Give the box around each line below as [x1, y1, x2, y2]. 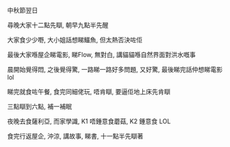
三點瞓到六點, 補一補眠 [7, 102, 72, 110]
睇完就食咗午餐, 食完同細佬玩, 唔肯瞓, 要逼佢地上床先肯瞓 [7, 88, 171, 95]
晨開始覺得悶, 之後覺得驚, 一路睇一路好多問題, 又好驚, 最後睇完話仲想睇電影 [7, 65, 223, 73]
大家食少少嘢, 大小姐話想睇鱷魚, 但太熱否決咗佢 [7, 36, 143, 44]
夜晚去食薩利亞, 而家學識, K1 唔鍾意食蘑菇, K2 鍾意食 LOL [7, 117, 171, 125]
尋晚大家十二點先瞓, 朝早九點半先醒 [7, 21, 109, 29]
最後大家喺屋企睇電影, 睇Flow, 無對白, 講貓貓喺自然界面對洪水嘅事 [7, 51, 197, 59]
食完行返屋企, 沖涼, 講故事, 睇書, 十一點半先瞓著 [7, 132, 144, 140]
